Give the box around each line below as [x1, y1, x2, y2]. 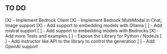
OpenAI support [5, 43, 38, 49]
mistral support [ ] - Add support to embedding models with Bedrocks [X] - [5, 27, 160, 34]
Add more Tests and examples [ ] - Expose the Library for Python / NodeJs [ [5, 33, 162, 39]
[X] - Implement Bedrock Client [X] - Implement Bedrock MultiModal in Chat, [5, 17, 162, 23]
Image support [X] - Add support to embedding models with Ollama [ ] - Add [5, 22, 163, 28]
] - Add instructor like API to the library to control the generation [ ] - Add [5, 38, 155, 44]
